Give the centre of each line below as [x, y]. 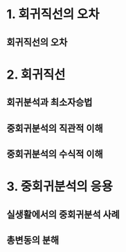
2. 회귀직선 [36, 74]
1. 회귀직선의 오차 [53, 14]
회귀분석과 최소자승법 [49, 103]
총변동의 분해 [33, 240]
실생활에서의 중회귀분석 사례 [63, 214]
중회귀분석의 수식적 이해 [55, 154]
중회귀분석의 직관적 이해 [55, 128]
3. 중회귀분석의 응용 [60, 187]
